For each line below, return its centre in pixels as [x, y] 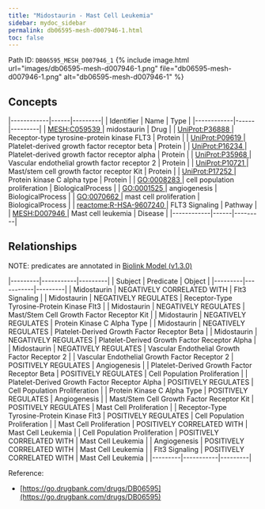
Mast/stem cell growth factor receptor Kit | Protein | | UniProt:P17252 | [122, 172]
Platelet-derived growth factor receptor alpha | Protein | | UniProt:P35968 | [130, 154]
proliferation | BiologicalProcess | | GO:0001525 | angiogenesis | [113, 188]
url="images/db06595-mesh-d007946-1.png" [83, 69]
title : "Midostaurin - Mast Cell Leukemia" [81, 15]
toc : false [26, 38]
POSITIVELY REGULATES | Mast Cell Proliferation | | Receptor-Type [117, 407]
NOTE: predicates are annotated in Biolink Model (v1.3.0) [100, 265]
